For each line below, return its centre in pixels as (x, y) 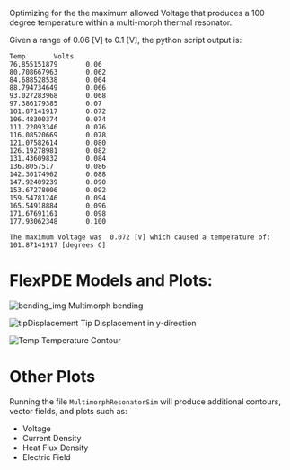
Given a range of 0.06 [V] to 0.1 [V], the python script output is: (126, 40)
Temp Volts (42, 57)
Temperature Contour (81, 340)
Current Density (52, 438)
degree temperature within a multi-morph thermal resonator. (121, 22)
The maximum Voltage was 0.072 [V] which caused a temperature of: (140, 237)
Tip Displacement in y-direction (138, 323)
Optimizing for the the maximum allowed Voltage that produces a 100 (137, 13)
